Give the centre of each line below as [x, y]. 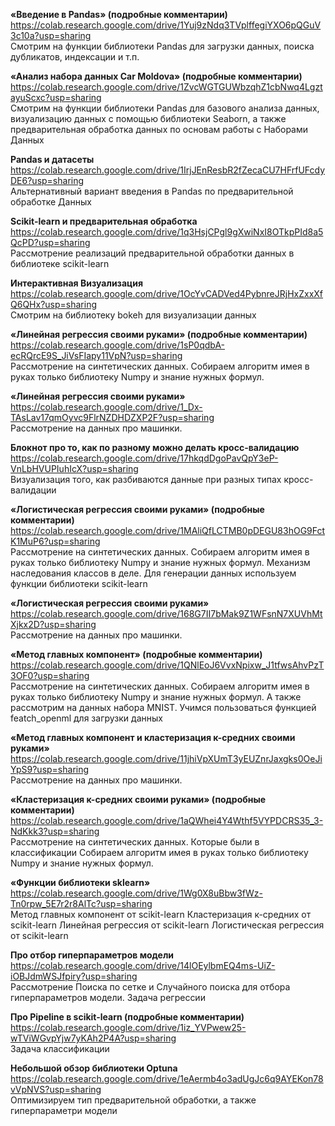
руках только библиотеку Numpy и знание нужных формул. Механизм [160, 562]
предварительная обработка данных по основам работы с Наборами [159, 129]
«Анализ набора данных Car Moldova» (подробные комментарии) [156, 76]
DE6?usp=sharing [47, 180]
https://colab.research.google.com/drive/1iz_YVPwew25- [128, 1027]
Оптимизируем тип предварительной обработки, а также [133, 1100]
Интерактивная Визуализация [76, 283]
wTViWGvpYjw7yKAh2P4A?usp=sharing [93, 1038]
